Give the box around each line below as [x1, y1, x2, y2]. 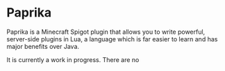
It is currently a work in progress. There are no [6, 55, 140, 63]
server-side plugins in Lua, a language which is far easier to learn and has [6, 34, 218, 43]
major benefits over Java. [6, 42, 80, 50]
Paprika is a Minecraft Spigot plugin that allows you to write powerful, [6, 28, 206, 36]
